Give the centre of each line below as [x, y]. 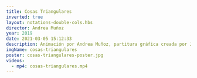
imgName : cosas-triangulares [42, 50]
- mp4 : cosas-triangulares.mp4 [50, 66]
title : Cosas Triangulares [39, 11]
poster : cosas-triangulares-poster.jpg [55, 55]
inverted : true [25, 17]
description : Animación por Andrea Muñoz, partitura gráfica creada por [97, 45]
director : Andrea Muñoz [35, 28]
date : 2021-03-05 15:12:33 [39, 39]
